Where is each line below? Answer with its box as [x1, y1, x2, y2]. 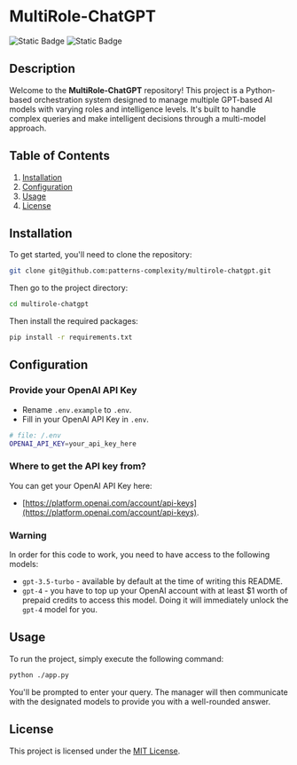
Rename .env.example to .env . [21, 404, 132, 414]
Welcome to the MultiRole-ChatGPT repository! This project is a [9, 84, 245, 95]
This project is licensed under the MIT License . [9, 745, 181, 756]
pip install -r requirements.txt [9, 333, 133, 343]
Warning [9, 529, 47, 541]
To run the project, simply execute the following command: [9, 653, 224, 664]
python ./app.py [9, 670, 69, 680]
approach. [9, 122, 47, 133]
